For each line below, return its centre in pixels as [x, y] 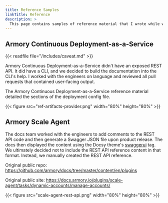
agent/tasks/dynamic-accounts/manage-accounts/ [58, 185]
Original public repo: [26, 165]
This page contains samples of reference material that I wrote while [85, 24]
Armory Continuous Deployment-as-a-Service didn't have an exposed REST [84, 66]
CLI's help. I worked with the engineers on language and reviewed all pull [80, 76]
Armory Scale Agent [37, 122]
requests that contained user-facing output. [50, 82]
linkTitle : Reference [28, 14]
